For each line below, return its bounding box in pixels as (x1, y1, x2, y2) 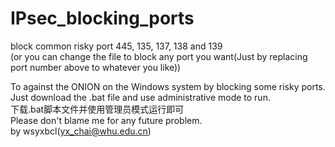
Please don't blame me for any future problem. (10, 114, 203, 126)
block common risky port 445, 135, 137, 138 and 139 (10, 40, 223, 52)
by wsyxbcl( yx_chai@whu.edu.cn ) (10, 125, 152, 137)
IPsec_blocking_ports (10, 7, 195, 30)
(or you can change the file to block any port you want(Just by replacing (10, 50, 308, 62)
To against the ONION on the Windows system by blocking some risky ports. (10, 80, 326, 92)
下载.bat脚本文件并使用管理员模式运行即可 (10, 103, 185, 115)
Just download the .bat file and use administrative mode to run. (10, 91, 271, 103)
